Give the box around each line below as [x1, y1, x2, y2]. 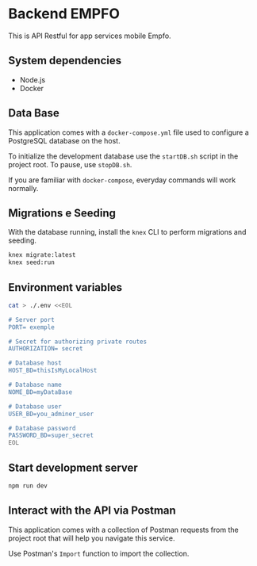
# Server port [8, 316, 56, 323]
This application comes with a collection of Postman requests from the [8, 525, 240, 534]
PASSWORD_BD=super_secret [8, 431, 94, 440]
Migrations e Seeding [8, 206, 117, 220]
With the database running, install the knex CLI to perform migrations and [8, 228, 247, 237]
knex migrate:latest [8, 251, 77, 259]
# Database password [8, 424, 77, 432]
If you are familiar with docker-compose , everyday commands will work [8, 175, 236, 185]
